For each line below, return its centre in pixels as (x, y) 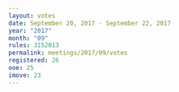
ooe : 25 (21, 68)
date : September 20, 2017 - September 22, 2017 (90, 23)
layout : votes (32, 16)
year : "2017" (30, 30)
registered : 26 (34, 61)
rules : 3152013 (34, 46)
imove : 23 (25, 75)
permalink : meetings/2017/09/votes (68, 53)
